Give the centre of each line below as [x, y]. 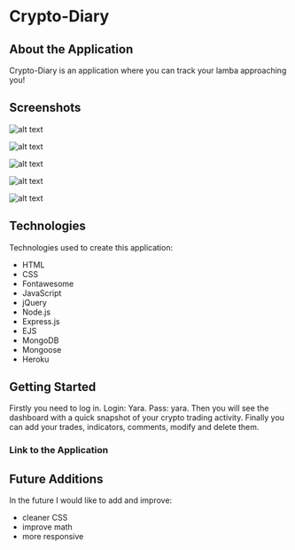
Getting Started [53, 387]
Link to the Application [59, 450]
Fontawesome [48, 283]
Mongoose [42, 349]
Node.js [36, 312]
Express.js [41, 321]
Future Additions [56, 478]
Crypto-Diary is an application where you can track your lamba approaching [148, 70]
